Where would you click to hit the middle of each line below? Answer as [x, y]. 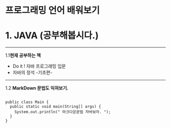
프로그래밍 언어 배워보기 [53, 10]
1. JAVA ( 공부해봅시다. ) [52, 36]
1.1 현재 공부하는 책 [23, 55]
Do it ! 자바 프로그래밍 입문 [39, 66]
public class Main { [27, 102]
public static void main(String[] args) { [55, 107]
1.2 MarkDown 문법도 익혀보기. [37, 88]
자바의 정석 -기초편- [32, 73]
